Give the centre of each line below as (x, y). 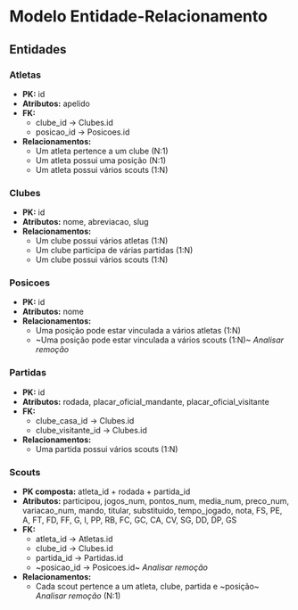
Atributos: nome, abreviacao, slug (85, 222)
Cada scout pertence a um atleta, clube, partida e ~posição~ (148, 587)
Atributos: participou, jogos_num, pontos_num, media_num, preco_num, (156, 501)
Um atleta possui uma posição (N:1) (101, 160)
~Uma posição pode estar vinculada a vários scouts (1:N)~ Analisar (159, 340)
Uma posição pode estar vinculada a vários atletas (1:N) (138, 331)
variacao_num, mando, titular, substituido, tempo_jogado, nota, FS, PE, (152, 511)
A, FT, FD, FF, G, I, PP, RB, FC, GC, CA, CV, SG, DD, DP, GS (129, 520)
